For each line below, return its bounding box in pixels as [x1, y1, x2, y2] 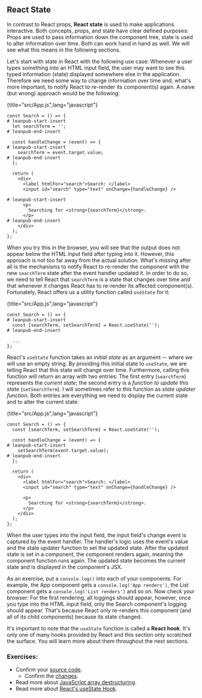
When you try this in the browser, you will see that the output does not [7, 244, 180, 251]
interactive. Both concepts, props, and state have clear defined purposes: [7, 27, 189, 34]
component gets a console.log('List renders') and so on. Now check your [7, 587, 195, 595]
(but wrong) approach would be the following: [7, 89, 120, 96]
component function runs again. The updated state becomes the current [7, 557, 186, 564]
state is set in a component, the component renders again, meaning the [7, 551, 183, 558]
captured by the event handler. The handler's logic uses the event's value [7, 537, 188, 545]
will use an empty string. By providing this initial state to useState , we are [7, 359, 188, 367]
